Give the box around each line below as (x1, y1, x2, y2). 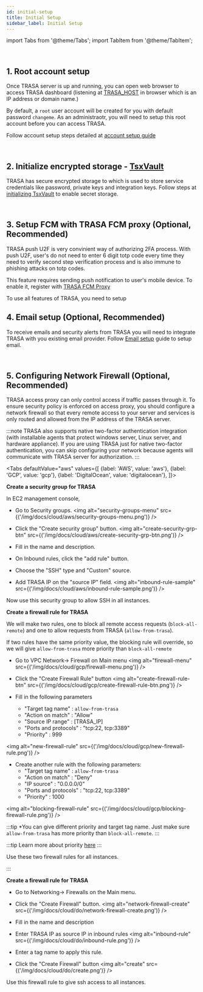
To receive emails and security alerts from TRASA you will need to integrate (6, 328, 196, 336)
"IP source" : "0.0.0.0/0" (24, 780, 85, 788)
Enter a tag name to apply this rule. (15, 949, 103, 956)
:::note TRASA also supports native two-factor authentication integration (6, 427, 187, 435)
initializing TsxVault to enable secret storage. (6, 190, 119, 198)
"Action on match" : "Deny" (24, 774, 93, 781)
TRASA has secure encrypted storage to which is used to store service (6, 177, 184, 184)
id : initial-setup (6, 9, 53, 15)
